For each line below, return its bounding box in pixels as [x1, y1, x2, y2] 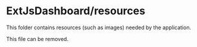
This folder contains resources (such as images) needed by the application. [6, 24, 192, 31]
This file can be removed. [6, 35, 68, 42]
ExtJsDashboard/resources [6, 4, 146, 18]
